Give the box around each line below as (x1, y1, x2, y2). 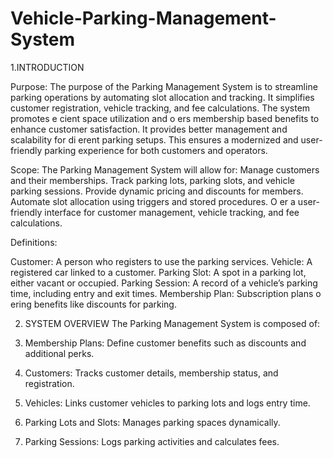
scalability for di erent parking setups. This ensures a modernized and (10, 133, 299, 146)
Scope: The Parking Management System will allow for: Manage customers (10, 163, 320, 176)
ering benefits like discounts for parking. (10, 298, 177, 310)
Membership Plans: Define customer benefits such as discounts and (24, 337, 307, 349)
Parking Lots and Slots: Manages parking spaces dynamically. (24, 416, 281, 428)
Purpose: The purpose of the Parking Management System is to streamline (10, 80, 318, 92)
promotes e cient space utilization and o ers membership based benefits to (10, 112, 320, 124)
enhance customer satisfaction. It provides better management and (10, 123, 288, 135)
